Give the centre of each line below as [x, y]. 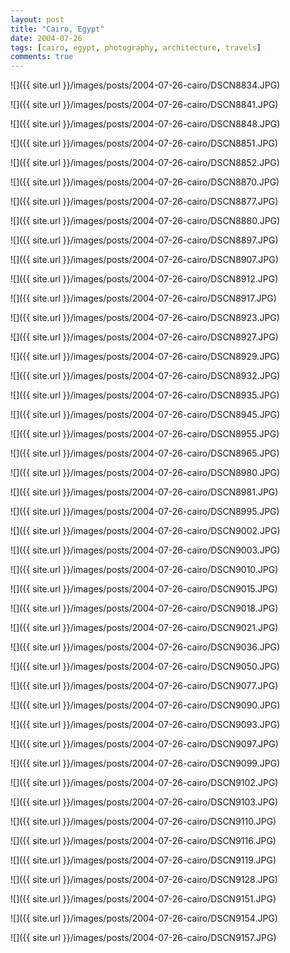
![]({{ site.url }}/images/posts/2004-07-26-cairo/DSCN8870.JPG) [145, 182]
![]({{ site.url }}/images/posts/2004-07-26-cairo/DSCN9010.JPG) [144, 570]
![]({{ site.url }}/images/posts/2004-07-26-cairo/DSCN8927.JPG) [144, 337]
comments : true [42, 57]
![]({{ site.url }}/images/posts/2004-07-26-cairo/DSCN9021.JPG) [144, 628]
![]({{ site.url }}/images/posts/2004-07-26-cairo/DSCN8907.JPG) [144, 260]
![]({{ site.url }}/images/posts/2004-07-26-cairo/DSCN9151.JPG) [143, 899]
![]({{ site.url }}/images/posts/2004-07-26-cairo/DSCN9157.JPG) [143, 938]
